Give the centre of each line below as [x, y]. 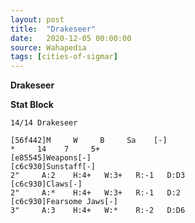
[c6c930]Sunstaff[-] [53, 167]
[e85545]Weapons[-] [51, 158]
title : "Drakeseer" [53, 29]
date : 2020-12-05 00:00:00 [71, 38]
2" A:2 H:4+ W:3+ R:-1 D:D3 [98, 176]
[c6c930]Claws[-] [46, 184]
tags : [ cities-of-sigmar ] [64, 57]
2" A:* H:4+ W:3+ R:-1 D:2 [96, 193]
